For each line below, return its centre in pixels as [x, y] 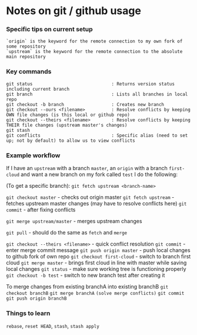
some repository [26, 47]
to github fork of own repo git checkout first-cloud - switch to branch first [98, 257]
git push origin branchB [36, 298]
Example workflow [33, 155]
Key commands [29, 72]
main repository [26, 57]
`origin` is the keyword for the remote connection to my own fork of [94, 42]
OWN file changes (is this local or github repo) [68, 115]
